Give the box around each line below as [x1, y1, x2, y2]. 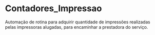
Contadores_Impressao [5, 3, 102, 14]
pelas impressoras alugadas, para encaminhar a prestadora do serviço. [5, 24, 148, 30]
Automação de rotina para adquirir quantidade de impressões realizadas [5, 19, 150, 25]
